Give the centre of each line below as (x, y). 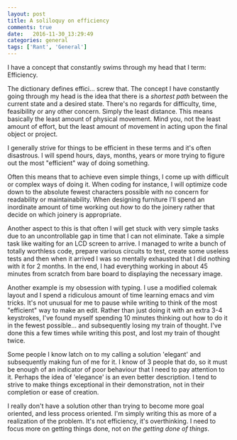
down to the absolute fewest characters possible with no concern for (108, 192)
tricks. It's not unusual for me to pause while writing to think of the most (112, 303)
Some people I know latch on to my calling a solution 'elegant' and (104, 354)
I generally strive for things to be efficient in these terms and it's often (109, 148)
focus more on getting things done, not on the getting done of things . (109, 429)
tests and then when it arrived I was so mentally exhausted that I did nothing (119, 258)
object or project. (33, 134)
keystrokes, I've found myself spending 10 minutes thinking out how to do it (118, 318)
